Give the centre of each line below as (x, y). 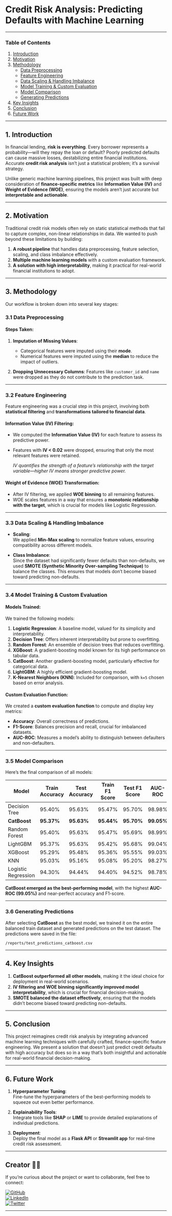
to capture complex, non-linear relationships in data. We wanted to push (81, 234)
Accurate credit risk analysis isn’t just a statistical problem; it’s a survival (82, 163)
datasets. (23, 732)
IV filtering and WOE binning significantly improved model (76, 987)
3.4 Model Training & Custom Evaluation (56, 595)
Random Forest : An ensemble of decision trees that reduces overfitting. (89, 644)
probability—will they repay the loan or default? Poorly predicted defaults (82, 153)
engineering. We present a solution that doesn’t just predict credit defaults (84, 1047)
